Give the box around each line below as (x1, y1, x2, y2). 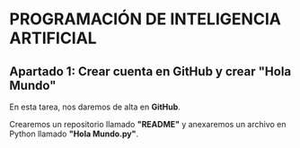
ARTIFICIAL (9, 28, 97, 48)
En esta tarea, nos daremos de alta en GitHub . (9, 101, 181, 112)
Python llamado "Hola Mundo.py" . (9, 128, 139, 139)
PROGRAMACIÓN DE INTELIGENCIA (9, 9, 281, 30)
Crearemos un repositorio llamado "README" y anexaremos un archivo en (9, 119, 287, 129)
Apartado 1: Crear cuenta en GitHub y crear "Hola (9, 64, 292, 79)
